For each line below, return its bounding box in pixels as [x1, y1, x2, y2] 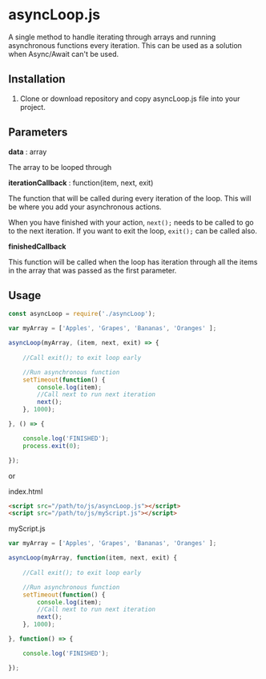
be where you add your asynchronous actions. [8, 202, 162, 212]
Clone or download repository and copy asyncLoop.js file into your [19, 94, 240, 103]
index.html [8, 487, 43, 496]
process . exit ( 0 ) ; [22, 442, 81, 450]
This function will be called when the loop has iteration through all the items [8, 257, 258, 266]
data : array [8, 147, 47, 156]
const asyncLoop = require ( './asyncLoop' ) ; [8, 310, 156, 318]
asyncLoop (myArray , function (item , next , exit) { [8, 554, 178, 562]
